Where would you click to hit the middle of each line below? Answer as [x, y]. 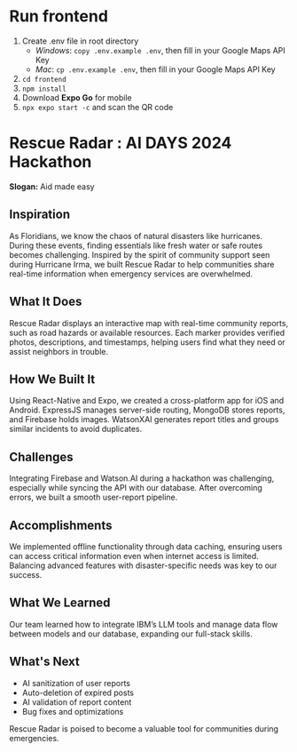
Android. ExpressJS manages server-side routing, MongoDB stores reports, [147, 410]
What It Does [46, 302]
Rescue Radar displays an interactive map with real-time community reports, [149, 323]
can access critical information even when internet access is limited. [134, 556]
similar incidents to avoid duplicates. [76, 429]
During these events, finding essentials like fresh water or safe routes [136, 245]
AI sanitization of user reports [76, 683]
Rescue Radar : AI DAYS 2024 [121, 143]
